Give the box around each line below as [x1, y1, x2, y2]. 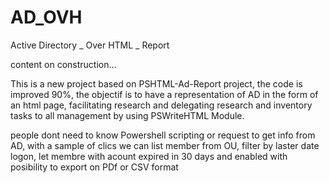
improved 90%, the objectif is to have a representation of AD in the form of [10, 88, 319, 100]
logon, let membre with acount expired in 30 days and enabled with [10, 150, 288, 162]
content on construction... [10, 58, 117, 70]
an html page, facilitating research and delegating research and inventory [10, 99, 313, 111]
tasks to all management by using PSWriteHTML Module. [10, 109, 245, 121]
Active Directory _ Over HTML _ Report [10, 39, 170, 51]
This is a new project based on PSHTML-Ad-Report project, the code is [10, 77, 303, 90]
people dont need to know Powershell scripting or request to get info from [10, 129, 316, 141]
